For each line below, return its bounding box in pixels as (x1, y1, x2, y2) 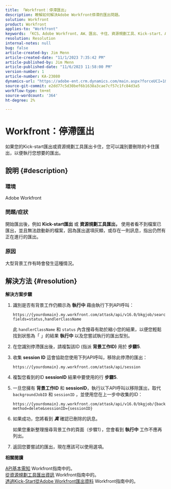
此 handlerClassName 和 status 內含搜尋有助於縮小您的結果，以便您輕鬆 (12, 326, 162, 332)
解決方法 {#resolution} (5, 277, 77, 285)
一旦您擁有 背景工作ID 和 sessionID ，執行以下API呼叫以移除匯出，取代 (12, 385, 161, 391)
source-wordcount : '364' (5, 93, 58, 98)
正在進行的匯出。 (5, 234, 41, 240)
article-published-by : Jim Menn (5, 60, 74, 65)
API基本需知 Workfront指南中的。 (5, 466, 75, 472)
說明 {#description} (5, 166, 69, 175)
